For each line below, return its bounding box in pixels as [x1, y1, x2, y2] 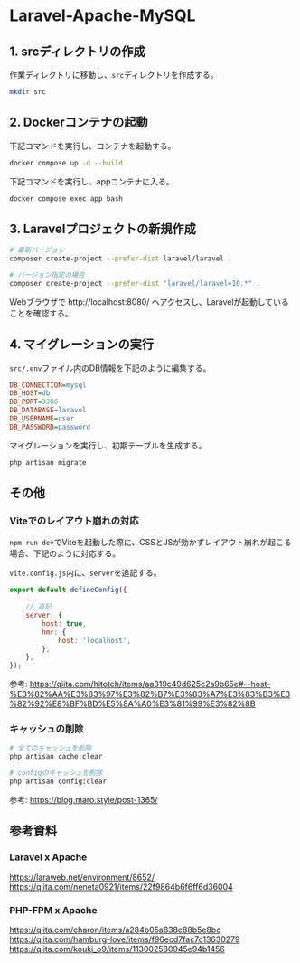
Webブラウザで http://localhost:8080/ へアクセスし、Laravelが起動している [9, 296, 289, 307]
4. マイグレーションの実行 [9, 336, 154, 353]
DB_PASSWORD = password [9, 422, 91, 431]
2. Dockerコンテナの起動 [9, 115, 148, 130]
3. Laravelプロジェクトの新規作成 [9, 221, 197, 236]
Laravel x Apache [9, 851, 88, 864]
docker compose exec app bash [9, 194, 124, 203]
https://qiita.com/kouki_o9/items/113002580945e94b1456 [9, 943, 226, 954]
